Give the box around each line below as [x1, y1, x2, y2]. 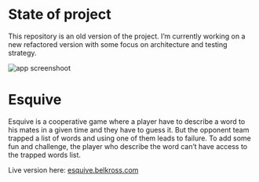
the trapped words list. [8, 150, 81, 159]
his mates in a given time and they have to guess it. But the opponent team [8, 125, 250, 134]
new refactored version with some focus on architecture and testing [8, 39, 228, 49]
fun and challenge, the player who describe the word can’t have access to [8, 141, 248, 151]
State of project [8, 5, 111, 24]
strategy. [8, 48, 37, 57]
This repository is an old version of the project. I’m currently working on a [8, 31, 246, 41]
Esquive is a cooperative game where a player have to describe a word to [8, 116, 246, 126]
